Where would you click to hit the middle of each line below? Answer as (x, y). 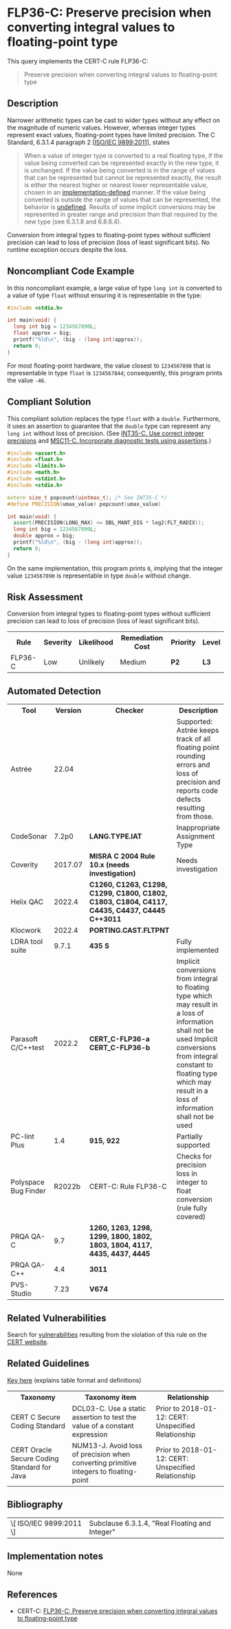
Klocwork (26, 931)
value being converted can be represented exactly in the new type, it (121, 163)
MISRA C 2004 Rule (122, 856)
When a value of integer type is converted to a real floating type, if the (123, 155)
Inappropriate (198, 828)
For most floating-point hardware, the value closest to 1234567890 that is (109, 365)
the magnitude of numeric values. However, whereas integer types (101, 127)
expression (90, 1434)
